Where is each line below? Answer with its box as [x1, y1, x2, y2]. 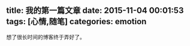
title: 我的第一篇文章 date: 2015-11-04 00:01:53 [6, 5, 184, 16]
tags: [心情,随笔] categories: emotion [6, 17, 147, 27]
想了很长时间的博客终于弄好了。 [6, 33, 85, 40]
